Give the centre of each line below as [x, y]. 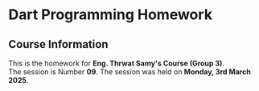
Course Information [58, 44]
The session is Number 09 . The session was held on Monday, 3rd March [129, 72]
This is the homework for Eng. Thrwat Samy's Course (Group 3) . [117, 63]
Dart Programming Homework [111, 15]
